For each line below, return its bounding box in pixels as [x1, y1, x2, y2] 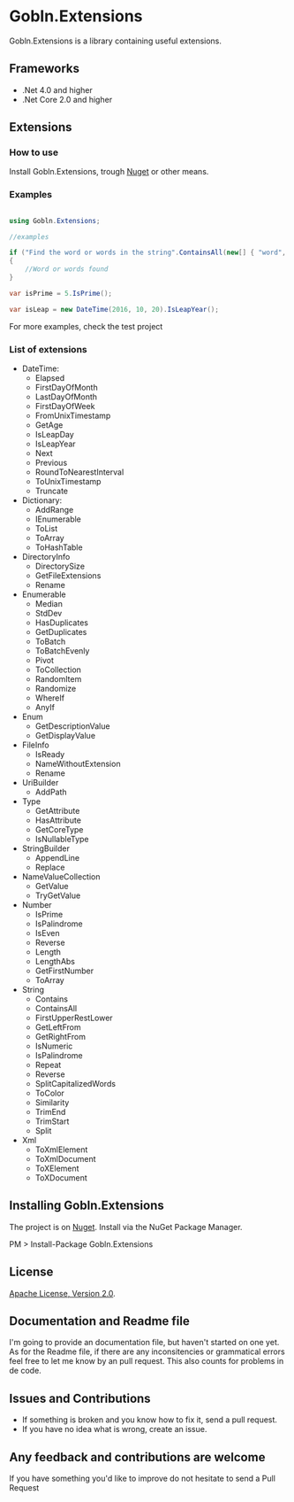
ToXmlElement [34, 1144, 88, 1155]
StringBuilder [21, 843, 71, 854]
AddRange [34, 505, 74, 515]
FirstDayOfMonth [34, 383, 99, 393]
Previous [34, 458, 68, 468]
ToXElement [34, 1163, 79, 1174]
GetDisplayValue [34, 731, 95, 741]
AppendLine [34, 853, 80, 863]
